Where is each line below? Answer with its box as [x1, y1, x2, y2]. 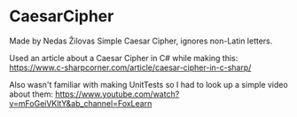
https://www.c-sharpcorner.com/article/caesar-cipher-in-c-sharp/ [9, 62, 252, 73]
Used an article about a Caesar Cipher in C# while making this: [9, 52, 238, 63]
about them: [9, 89, 53, 99]
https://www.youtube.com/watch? [54, 89, 180, 99]
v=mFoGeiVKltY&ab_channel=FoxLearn [9, 97, 152, 108]
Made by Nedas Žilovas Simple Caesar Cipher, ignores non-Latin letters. [9, 35, 273, 46]
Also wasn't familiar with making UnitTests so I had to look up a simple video [9, 79, 288, 90]
